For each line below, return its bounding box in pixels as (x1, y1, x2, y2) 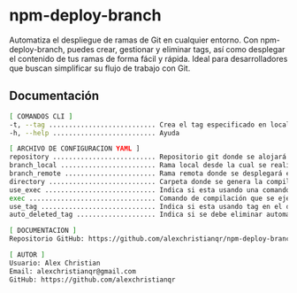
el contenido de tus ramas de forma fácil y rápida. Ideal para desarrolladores (9, 53, 288, 64)
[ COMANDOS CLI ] (9, 112, 73, 120)
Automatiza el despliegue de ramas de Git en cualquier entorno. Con (9, 35, 259, 45)
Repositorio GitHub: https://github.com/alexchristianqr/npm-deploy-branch (9, 235, 294, 243)
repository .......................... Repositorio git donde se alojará (9, 152, 287, 162)
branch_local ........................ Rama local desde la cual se (9, 161, 267, 170)
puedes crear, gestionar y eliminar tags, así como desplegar (66, 43, 286, 54)
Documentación (9, 89, 100, 104)
